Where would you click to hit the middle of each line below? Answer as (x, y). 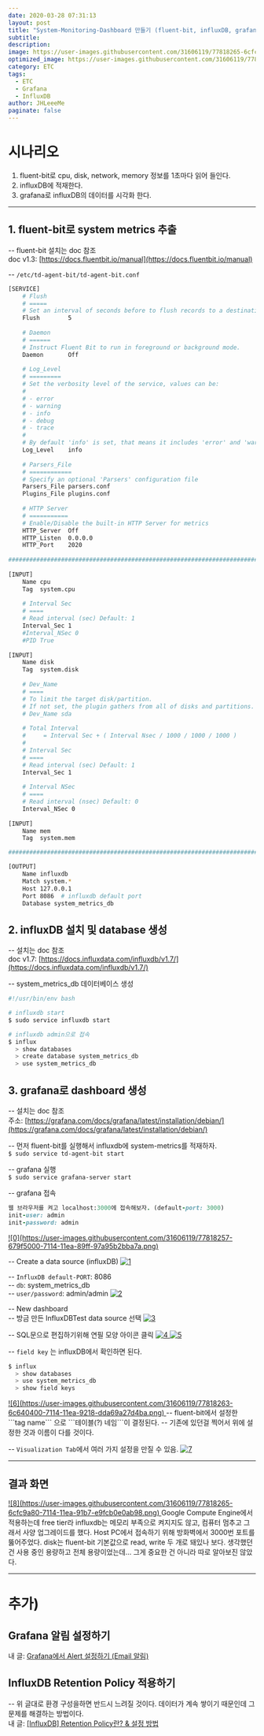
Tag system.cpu (49, 589)
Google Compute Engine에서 (207, 1512)
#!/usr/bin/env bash (42, 999)
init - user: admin (37, 1215)
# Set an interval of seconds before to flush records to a (123, 311)
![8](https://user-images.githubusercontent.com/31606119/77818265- (121, 1503)
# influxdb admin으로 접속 (49, 1034)
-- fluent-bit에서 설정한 (202, 1413)
